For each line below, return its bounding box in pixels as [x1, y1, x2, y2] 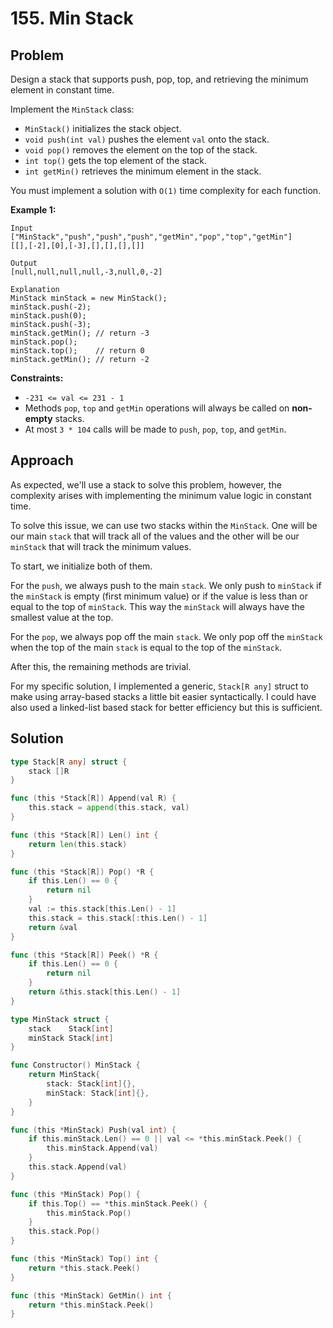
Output [10, 258, 38, 268]
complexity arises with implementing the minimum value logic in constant [10, 489, 312, 501]
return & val [28, 922, 78, 932]
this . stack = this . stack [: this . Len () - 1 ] [28, 913, 208, 923]
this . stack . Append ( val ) [28, 1162, 128, 1172]
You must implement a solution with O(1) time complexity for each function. [10, 185, 322, 196]
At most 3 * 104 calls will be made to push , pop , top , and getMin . [24, 423, 287, 435]
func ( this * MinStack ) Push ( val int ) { [10, 1125, 177, 1135]
